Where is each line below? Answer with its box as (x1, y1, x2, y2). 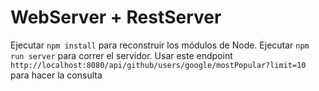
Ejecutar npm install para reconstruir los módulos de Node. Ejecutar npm (10, 39, 310, 51)
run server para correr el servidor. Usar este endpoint (10, 49, 233, 61)
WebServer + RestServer (10, 6, 222, 29)
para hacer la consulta (10, 69, 103, 81)
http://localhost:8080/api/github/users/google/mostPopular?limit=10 (10, 60, 307, 70)
